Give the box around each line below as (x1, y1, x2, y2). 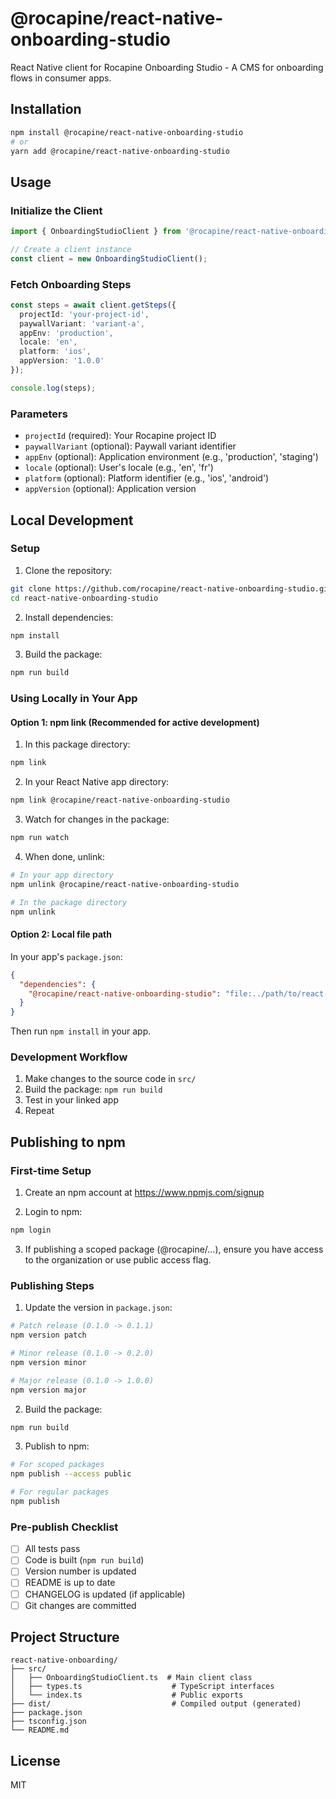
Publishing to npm (10, 1133, 126, 1151)
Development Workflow (10, 1050, 128, 1064)
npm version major (10, 1385, 87, 1395)
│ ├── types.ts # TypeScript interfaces (10, 1682, 275, 1692)
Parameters (10, 407, 68, 421)
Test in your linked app (24, 1094, 119, 1106)
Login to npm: (24, 1206, 83, 1218)
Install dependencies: (24, 611, 114, 623)
